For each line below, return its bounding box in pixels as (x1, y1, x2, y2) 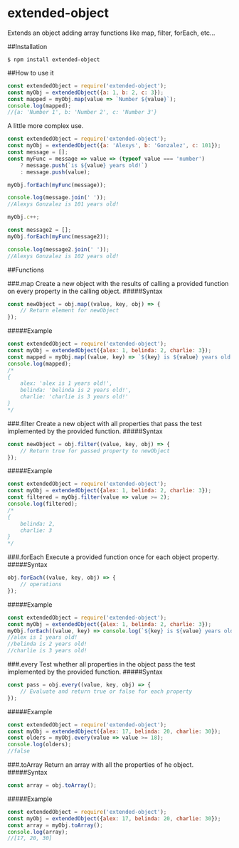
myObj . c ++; (7, 213, 40, 221)
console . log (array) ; (7, 828, 69, 835)
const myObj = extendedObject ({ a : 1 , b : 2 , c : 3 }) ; (7, 89, 164, 96)
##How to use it (7, 68, 55, 77)
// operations (20, 581, 62, 588)
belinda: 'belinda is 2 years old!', (20, 386, 132, 394)
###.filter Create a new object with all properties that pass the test (7, 419, 202, 428)
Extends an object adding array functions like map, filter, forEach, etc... (7, 28, 216, 37)
